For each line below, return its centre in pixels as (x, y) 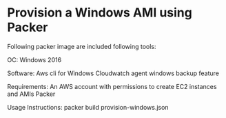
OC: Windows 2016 (34, 59)
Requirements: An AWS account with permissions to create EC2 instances (112, 86)
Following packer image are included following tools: (82, 46)
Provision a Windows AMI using (100, 13)
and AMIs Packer (31, 94)
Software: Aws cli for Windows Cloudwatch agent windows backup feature (113, 73)
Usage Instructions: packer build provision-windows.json (88, 107)
